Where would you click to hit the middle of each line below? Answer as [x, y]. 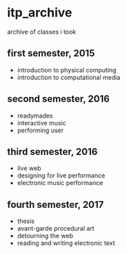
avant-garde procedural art [56, 229]
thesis [26, 221]
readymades [35, 116]
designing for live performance [61, 176]
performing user [40, 130]
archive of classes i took [42, 32]
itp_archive [40, 13]
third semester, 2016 [52, 152]
